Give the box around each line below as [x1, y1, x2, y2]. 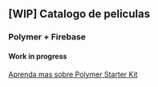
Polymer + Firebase [8, 31, 87, 43]
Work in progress [8, 51, 67, 60]
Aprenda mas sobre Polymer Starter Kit [8, 69, 138, 79]
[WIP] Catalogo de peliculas [8, 7, 151, 21]
